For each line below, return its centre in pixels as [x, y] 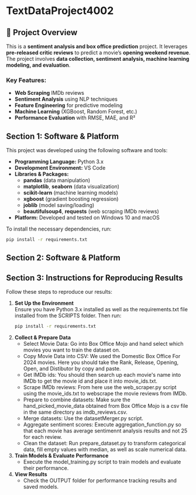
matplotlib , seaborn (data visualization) [71, 187]
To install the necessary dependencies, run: [59, 229]
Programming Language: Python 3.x [59, 161]
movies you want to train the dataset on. [72, 350]
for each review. [43, 437]
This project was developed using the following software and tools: [87, 150]
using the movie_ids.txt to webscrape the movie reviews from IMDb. [105, 394]
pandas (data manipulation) [57, 180]
